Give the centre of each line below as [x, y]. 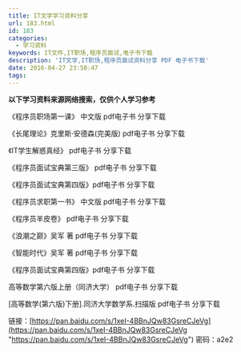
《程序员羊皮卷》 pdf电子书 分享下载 [69, 218]
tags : [17, 75]
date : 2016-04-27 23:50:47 [53, 68]
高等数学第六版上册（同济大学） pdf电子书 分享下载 [93, 286]
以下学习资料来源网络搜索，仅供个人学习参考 [82, 99]
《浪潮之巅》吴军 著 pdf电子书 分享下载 [73, 235]
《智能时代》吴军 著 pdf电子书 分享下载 [73, 253]
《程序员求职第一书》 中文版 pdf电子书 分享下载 [87, 201]
